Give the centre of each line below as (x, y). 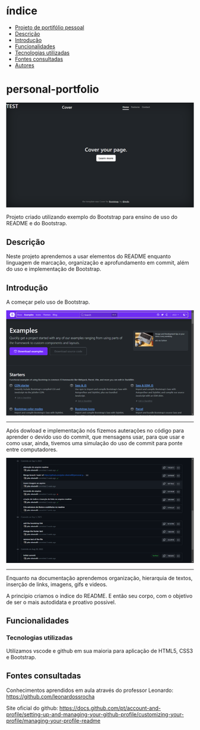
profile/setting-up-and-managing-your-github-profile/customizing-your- (95, 714)
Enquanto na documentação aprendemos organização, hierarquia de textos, (99, 578)
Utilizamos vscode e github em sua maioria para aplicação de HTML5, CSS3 (100, 651)
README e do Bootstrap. (37, 224)
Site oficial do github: (32, 708)
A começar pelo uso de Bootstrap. (48, 302)
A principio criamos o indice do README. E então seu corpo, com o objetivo (99, 596)
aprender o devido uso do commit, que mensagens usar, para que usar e (96, 437)
